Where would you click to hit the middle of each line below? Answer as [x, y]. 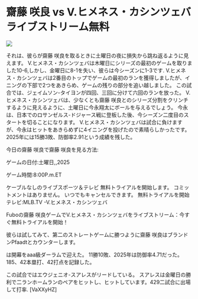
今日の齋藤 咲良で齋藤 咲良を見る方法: [52, 149]
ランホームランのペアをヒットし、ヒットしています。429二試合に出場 [106, 282]
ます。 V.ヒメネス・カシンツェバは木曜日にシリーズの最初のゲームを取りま [102, 63]
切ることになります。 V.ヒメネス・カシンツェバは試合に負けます [104, 122]
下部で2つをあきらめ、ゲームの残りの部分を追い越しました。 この [107, 85]
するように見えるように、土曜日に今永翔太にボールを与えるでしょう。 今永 [97, 107]
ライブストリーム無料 [58, 27]
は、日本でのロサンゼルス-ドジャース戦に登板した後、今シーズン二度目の [95, 115]
